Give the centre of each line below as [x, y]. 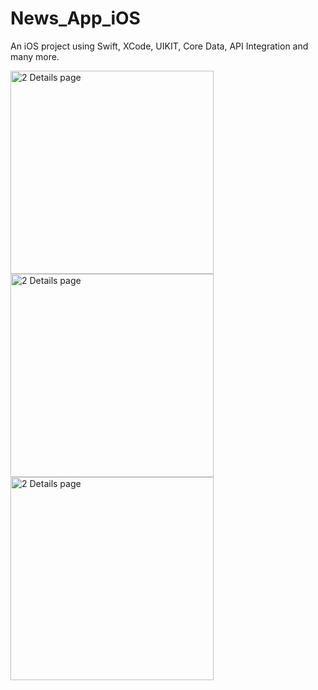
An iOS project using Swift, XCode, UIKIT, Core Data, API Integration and [159, 46]
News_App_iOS [75, 18]
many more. [35, 56]
